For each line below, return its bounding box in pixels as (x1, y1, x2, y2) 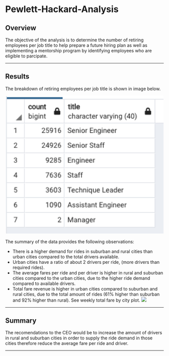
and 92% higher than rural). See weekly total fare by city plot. (12, 297, 140, 303)
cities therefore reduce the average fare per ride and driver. (5, 340, 129, 346)
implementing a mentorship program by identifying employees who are (5, 48, 152, 53)
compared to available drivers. (12, 280, 76, 287)
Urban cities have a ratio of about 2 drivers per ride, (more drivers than (12, 259, 160, 265)
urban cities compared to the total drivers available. (12, 253, 120, 260)
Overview (5, 24, 37, 32)
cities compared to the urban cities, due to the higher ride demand (12, 275, 150, 281)
